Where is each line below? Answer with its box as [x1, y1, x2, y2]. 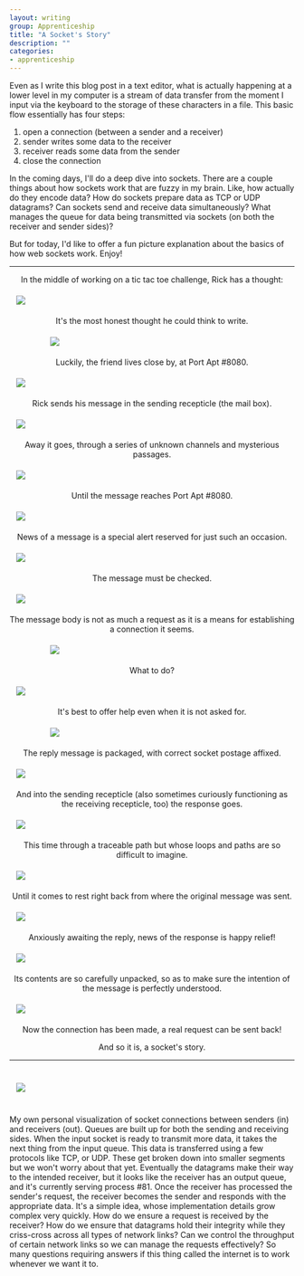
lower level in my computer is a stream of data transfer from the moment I [9, 90, 284, 100]
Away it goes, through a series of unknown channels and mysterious [24, 440, 280, 450]
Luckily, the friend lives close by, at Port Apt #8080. [55, 357, 249, 367]
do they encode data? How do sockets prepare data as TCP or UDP [9, 192, 261, 203]
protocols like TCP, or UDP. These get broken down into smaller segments [9, 1153, 286, 1163]
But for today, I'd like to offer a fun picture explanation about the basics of [9, 239, 285, 249]
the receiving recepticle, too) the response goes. [61, 798, 243, 809]
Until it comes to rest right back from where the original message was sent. [12, 890, 292, 901]
